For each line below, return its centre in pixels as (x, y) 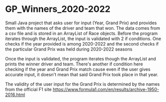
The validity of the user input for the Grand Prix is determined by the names (83, 84)
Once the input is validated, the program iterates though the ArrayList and (81, 58)
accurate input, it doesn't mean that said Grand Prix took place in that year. (82, 74)
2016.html (15, 95)
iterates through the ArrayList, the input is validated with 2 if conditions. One (83, 39)
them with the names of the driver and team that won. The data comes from (83, 28)
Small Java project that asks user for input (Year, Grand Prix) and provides (81, 23)
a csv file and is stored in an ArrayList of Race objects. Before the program (82, 33)
